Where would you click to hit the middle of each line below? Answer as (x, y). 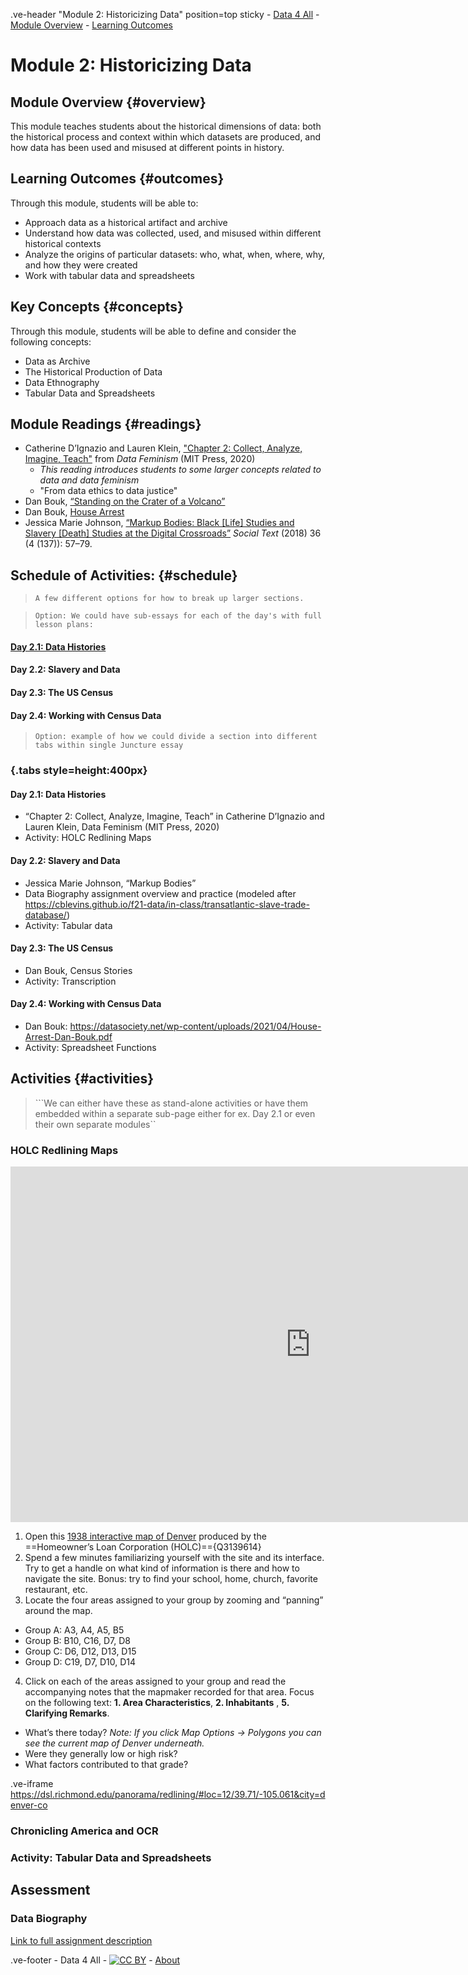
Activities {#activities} (82, 1079)
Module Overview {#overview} (108, 102)
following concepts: (51, 341)
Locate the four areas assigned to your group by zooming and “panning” (174, 1600)
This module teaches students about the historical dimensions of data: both (166, 126)
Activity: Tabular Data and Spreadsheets (111, 1857)
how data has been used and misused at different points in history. (147, 147)
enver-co (29, 1805)
